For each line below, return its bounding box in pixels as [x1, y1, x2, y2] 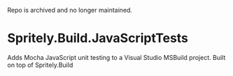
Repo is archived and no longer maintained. [7, 6, 133, 14]
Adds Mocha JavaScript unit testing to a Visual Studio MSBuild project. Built [7, 53, 226, 61]
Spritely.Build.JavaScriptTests [7, 31, 189, 46]
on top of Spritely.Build [7, 61, 73, 69]
